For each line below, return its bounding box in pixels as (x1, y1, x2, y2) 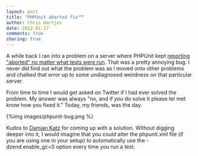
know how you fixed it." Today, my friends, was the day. (6, 102, 142, 108)
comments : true (6, 31, 44, 37)
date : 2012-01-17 (6, 25, 49, 31)
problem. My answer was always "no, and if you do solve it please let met (6, 95, 186, 102)
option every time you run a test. (56, 143, 135, 150)
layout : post (6, 8, 39, 15)
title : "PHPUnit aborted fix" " (6, 14, 84, 20)
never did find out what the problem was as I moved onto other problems (6, 65, 184, 71)
